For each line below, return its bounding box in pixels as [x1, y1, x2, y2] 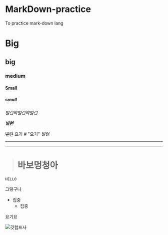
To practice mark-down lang [5, 20, 63, 26]
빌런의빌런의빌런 [5, 110, 38, 116]
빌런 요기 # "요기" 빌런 [5, 131, 49, 137]
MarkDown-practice [5, 4, 91, 15]
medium [5, 73, 26, 80]
